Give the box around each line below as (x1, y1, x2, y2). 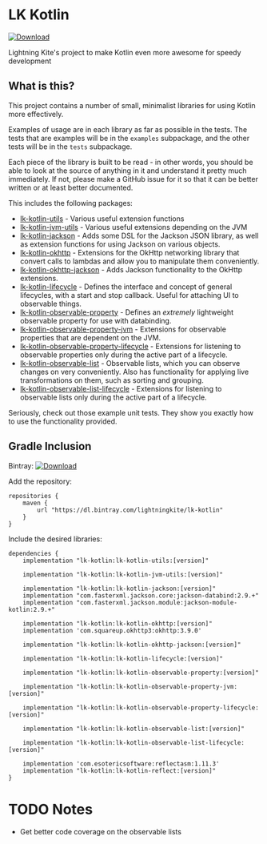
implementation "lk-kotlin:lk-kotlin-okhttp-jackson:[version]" (22, 641, 241, 649)
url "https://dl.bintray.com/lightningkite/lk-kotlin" (37, 506, 224, 514)
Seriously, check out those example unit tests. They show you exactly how (8, 408, 254, 417)
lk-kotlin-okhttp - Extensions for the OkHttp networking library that (19, 247, 240, 257)
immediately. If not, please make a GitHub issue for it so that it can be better (8, 174, 258, 183)
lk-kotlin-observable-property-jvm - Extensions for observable (19, 324, 226, 334)
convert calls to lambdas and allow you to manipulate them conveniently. (19, 256, 260, 266)
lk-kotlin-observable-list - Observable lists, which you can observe (19, 358, 241, 368)
